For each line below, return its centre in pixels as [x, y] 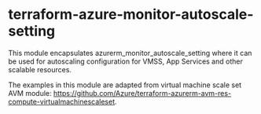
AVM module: [30, 93]
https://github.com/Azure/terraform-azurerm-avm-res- [142, 93]
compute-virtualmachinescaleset [62, 101]
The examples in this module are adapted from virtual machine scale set [125, 85]
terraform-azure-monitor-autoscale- [131, 15]
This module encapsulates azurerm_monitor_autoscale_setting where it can [130, 53]
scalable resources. [40, 69]
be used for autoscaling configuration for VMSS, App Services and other [126, 61]
